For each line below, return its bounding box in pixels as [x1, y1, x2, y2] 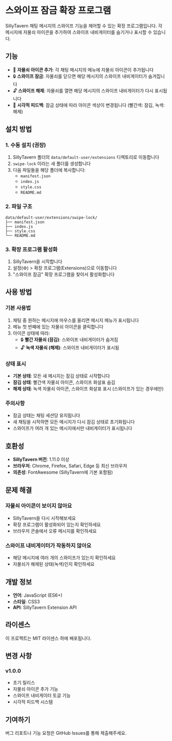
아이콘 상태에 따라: [12, 330, 50, 336]
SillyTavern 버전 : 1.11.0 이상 [12, 456, 69, 462]
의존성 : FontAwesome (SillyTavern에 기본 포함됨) [12, 469, 113, 475]
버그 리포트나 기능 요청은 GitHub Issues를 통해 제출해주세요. [5, 730, 127, 736]
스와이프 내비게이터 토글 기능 [12, 692, 71, 699]
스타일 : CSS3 [12, 598, 40, 604]
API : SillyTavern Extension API [12, 604, 77, 610]
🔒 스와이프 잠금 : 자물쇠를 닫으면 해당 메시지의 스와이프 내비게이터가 [12, 73, 147, 79]
